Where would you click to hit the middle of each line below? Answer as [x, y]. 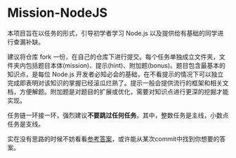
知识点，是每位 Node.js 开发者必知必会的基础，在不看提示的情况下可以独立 [116, 74]
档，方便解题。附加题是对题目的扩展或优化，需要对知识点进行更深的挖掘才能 [118, 92]
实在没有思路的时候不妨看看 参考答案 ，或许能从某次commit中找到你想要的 [113, 138]
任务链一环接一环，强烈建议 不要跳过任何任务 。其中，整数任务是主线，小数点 [118, 115]
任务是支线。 [26, 124]
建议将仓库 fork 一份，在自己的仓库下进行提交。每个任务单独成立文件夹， [113, 57]
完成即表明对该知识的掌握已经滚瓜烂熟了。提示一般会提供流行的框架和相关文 [118, 82]
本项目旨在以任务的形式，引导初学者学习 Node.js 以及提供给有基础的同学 [112, 33]
